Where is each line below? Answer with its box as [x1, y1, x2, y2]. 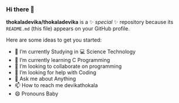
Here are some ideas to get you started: [6, 36, 102, 43]
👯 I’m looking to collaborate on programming [14, 63, 122, 70]
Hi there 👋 [6, 5, 35, 13]
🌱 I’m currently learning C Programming [14, 57, 110, 64]
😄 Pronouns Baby [14, 90, 58, 97]
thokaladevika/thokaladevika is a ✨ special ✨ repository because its [6, 19, 174, 26]
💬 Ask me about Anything [14, 75, 76, 83]
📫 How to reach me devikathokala [14, 82, 98, 89]
